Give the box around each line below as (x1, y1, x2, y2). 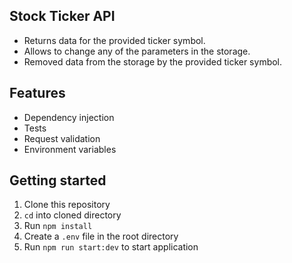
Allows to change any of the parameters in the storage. (23, 45, 251, 57)
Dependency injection (23, 111, 115, 123)
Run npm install (23, 220, 93, 232)
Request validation (23, 132, 101, 144)
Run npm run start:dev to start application (23, 241, 199, 253)
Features (9, 85, 66, 102)
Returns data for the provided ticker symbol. (23, 34, 206, 46)
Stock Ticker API (9, 8, 116, 25)
